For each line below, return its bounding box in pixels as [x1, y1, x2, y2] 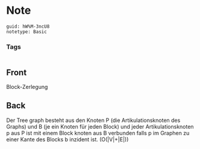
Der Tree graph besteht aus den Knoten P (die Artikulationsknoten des [6, 117, 181, 124]
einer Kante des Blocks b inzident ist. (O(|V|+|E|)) [6, 136, 129, 143]
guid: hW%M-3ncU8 [6, 23, 50, 29]
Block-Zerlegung [6, 84, 48, 91]
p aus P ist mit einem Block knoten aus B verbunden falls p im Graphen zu [6, 129, 190, 136]
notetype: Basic [6, 28, 47, 35]
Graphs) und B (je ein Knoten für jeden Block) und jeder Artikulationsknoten [6, 123, 194, 130]
